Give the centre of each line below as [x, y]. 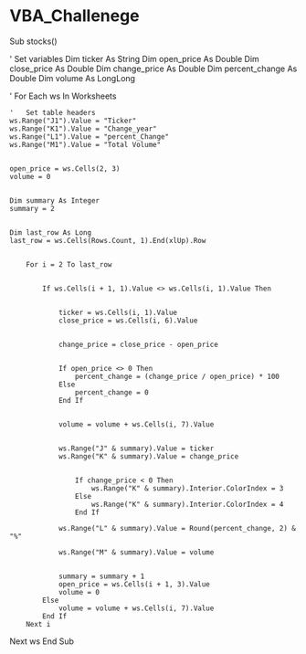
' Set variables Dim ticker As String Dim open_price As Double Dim [135, 58]
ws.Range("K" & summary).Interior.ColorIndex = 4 [187, 504]
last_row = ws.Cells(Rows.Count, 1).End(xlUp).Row [108, 240]
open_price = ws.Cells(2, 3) [65, 169]
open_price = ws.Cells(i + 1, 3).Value [134, 584]
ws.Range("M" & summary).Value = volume [136, 552]
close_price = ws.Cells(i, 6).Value [128, 321]
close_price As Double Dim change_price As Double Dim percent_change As [153, 69]
